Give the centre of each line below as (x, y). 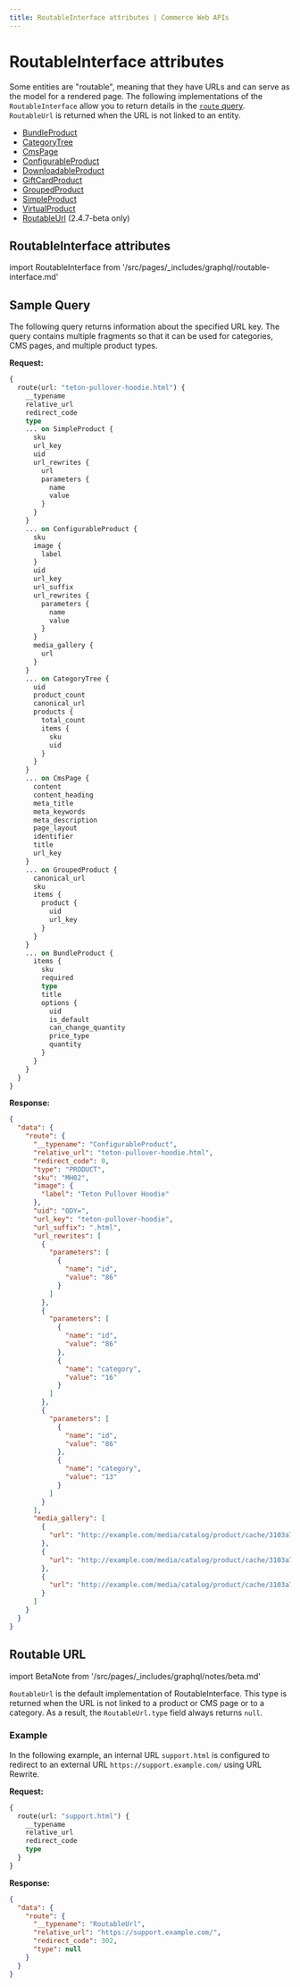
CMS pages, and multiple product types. (83, 346)
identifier (53, 837)
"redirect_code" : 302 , (75, 1941)
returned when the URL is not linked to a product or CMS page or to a (137, 1703)
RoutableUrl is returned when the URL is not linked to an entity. (125, 115)
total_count (64, 721)
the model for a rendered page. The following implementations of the (136, 96)
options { (59, 1002)
